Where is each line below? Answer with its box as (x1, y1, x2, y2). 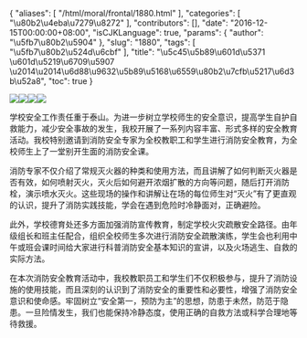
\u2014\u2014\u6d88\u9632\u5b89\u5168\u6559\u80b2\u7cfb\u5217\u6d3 (9, 66, 295, 77)
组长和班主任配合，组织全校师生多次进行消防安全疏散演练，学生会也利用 (16, 230, 290, 241)
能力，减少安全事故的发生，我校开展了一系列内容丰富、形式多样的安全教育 (16, 123, 298, 133)
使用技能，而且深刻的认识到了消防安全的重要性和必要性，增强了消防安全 (25, 284, 298, 295)
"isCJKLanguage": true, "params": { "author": (92, 27, 264, 37)
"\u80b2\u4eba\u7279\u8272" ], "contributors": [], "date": (9, 17, 228, 28)
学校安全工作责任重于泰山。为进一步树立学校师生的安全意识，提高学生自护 (9, 111, 290, 122)
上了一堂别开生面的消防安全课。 (33, 146, 153, 156)
